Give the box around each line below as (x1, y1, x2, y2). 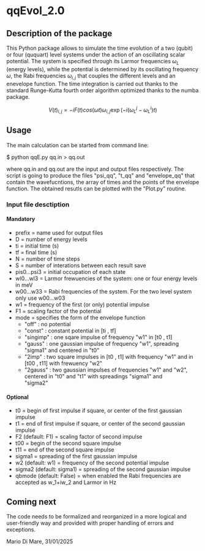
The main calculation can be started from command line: (6, 141, 149, 149)
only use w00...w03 (15, 294, 65, 302)
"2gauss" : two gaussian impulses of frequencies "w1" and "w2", (24, 366, 188, 373)
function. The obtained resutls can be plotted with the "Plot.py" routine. (6, 185, 187, 192)
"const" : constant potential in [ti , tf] (24, 327, 116, 334)
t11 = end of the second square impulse (15, 446, 114, 453)
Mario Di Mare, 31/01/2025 (6, 538, 73, 545)
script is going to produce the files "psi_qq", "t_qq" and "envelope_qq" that (6, 171, 195, 179)
